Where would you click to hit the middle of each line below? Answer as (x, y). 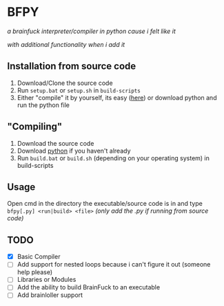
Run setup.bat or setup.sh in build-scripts (79, 90)
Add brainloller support (50, 295)
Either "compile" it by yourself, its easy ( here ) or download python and (117, 97)
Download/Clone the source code (65, 83)
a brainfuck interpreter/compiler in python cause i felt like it (91, 31)
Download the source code (55, 143)
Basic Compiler (39, 257)
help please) (35, 272)
